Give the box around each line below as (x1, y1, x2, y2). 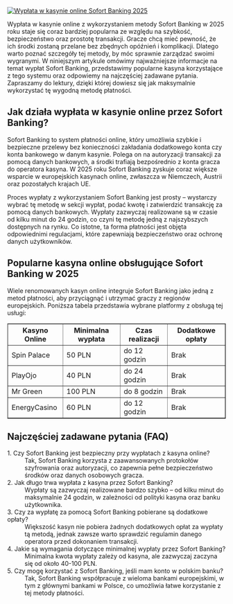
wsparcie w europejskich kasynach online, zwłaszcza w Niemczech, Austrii (7, 172, 223, 180)
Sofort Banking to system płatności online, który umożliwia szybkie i (7, 135, 202, 143)
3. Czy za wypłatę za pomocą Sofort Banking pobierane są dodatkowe (7, 508, 208, 516)
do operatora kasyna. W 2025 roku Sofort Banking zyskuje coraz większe (7, 165, 218, 173)
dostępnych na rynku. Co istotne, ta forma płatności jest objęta (7, 222, 187, 231)
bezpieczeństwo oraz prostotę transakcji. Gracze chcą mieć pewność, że (7, 35, 216, 43)
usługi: (7, 308, 26, 317)
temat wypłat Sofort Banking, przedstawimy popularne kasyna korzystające (7, 64, 223, 72)
